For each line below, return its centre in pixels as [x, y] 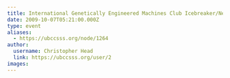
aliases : [20, 32]
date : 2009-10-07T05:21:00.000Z [53, 20]
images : [18, 64]
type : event [24, 26]
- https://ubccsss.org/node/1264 [61, 39]
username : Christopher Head [53, 52]
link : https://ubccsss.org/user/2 [62, 58]
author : [18, 45]
